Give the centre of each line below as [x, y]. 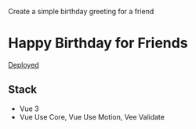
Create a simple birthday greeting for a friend [81, 11]
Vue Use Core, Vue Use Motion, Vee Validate [92, 116]
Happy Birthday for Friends [98, 43]
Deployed [24, 64]
